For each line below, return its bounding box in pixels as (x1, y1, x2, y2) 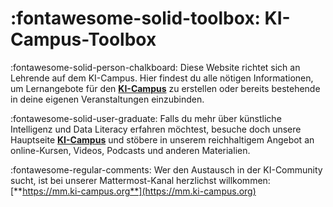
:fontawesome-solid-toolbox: (10, 7, 261, 30)
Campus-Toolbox (10, 28, 157, 51)
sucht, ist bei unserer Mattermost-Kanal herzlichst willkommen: (10, 174, 271, 186)
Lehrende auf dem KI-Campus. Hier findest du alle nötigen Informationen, (10, 72, 314, 84)
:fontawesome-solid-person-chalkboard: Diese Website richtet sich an (10, 61, 301, 73)
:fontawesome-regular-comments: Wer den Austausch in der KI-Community (10, 163, 323, 176)
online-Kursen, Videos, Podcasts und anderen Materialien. (10, 144, 251, 156)
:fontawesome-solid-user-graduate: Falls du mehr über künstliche (10, 112, 282, 124)
